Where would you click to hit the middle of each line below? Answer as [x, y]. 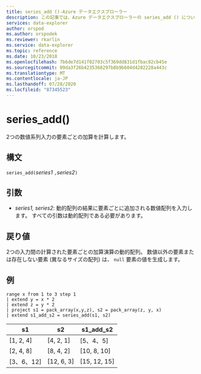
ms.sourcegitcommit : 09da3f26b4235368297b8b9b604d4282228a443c [87, 67]
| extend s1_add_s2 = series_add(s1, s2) [59, 315]
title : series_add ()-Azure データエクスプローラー [67, 12]
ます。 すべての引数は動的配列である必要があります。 [80, 216]
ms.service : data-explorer [40, 46]
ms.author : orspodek [32, 34]
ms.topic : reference [32, 51]
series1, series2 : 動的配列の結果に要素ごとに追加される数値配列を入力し [103, 208]
